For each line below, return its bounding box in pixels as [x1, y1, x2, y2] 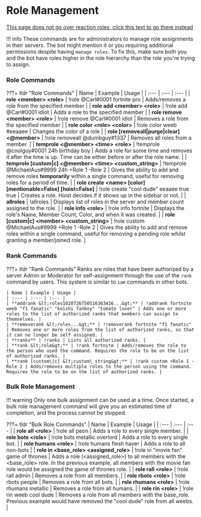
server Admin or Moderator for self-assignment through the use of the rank [6, 271, 192, 279]
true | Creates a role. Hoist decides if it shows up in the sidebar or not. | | [6, 192, 186, 199]
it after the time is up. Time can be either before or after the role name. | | [6, 153, 187, 161]
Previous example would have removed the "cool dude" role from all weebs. [6, 497, 194, 504]
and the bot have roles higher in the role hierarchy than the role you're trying [6, 54, 195, 61]
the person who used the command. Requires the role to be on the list [6, 347, 189, 354]
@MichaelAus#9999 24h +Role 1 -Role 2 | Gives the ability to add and [6, 166, 179, 173]
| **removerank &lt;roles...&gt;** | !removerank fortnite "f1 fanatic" [6, 321, 192, 327]
